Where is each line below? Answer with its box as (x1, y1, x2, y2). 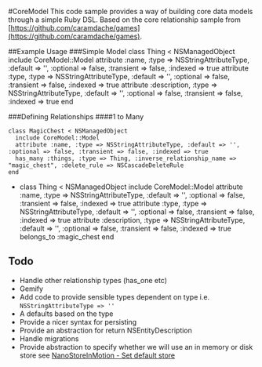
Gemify (19, 284, 44, 293)
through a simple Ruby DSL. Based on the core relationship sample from (8, 15, 241, 24)
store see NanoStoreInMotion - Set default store (19, 351, 175, 360)
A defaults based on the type (19, 309, 114, 318)
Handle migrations (19, 333, 79, 343)
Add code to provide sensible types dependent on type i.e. (19, 292, 210, 301)
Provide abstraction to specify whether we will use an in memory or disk (19, 342, 253, 351)
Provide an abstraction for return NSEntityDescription (19, 325, 192, 335)
